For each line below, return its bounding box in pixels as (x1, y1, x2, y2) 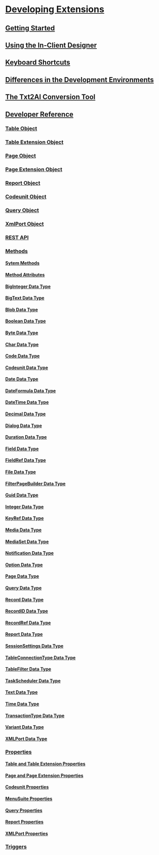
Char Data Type (5, 341, 39, 347)
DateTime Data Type (5, 399, 49, 405)
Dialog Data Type (5, 422, 42, 429)
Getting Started (5, 24, 55, 32)
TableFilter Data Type (5, 666, 52, 672)
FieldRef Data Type (5, 457, 47, 464)
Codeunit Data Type (5, 364, 48, 371)
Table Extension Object (5, 138, 64, 146)
